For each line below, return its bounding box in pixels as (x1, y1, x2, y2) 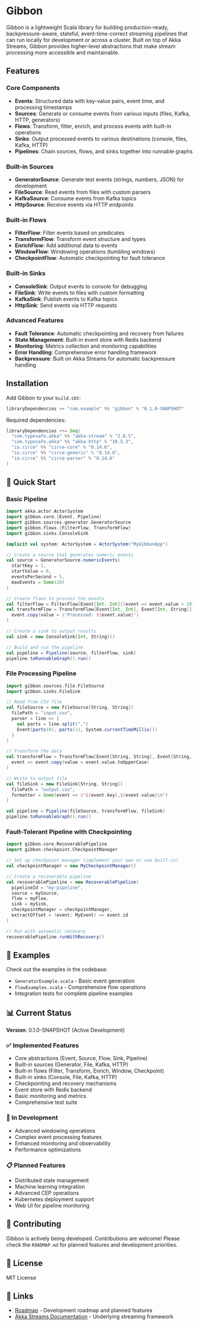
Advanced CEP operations (14, 1189, 79, 1197)
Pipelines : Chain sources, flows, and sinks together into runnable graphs (14, 147, 193, 155)
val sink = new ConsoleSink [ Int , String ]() (6, 634, 115, 640)
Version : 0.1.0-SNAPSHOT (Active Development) (6, 1026, 126, 1034)
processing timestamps (14, 104, 72, 111)
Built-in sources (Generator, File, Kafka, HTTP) (14, 1061, 129, 1068)
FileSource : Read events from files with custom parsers (14, 188, 151, 195)
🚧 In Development (6, 1113, 58, 1122)
